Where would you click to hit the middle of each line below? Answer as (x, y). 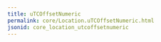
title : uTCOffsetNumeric (44, 14)
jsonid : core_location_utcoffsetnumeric (68, 27)
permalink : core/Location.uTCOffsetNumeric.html (81, 21)
